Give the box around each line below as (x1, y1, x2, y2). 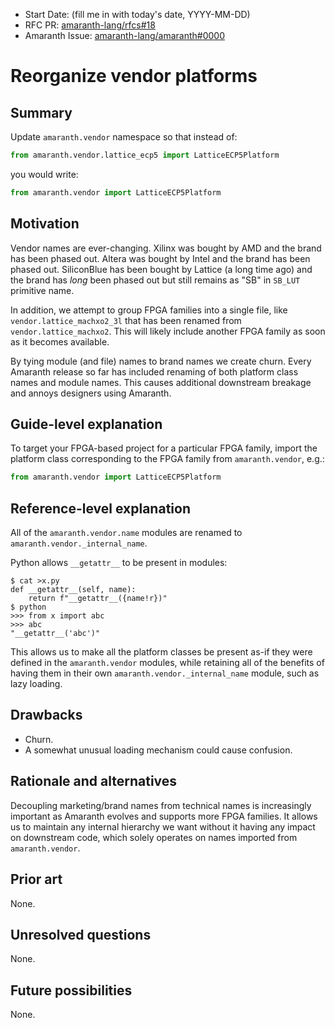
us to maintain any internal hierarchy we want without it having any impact (10, 820, 316, 833)
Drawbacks (10, 707, 83, 724)
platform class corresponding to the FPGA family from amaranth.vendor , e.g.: (10, 453, 325, 465)
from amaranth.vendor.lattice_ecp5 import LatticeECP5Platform (10, 150, 280, 160)
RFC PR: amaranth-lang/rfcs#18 (24, 19, 156, 31)
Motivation (10, 215, 80, 233)
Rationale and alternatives (10, 773, 178, 790)
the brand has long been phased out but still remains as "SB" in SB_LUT (10, 274, 301, 286)
